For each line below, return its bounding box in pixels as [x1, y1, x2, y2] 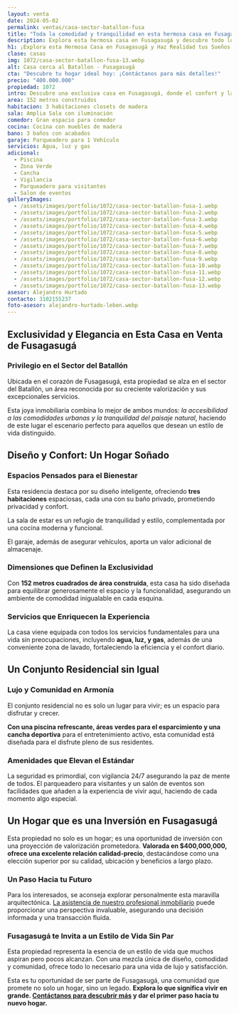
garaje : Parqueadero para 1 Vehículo [7, 136, 119, 143]
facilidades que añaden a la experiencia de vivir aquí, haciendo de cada [7, 787, 218, 795]
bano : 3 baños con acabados [7, 130, 91, 137]
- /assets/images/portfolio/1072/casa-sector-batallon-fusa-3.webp [14, 216, 218, 223]
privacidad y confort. [7, 502, 69, 510]
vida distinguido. [7, 428, 56, 437]
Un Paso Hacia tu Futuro [7, 874, 92, 884]
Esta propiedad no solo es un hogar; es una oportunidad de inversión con [7, 834, 223, 842]
